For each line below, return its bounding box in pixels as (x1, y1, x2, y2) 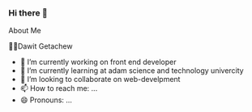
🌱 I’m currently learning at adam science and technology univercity (19, 66, 245, 75)
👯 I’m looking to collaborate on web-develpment (19, 75, 181, 84)
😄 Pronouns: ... (19, 95, 73, 105)
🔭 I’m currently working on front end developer (19, 57, 177, 67)
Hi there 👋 (8, 7, 49, 19)
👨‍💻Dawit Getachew (8, 41, 73, 51)
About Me (8, 26, 42, 36)
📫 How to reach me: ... (19, 84, 98, 93)
